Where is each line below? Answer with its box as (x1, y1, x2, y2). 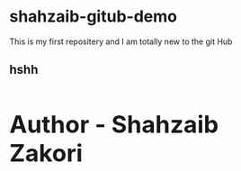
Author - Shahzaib (9, 110, 219, 139)
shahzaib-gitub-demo (9, 6, 178, 27)
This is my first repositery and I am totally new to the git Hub (9, 36, 233, 47)
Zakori (9, 138, 84, 168)
